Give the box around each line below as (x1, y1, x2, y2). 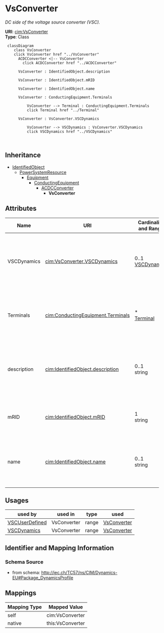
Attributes (5, 204, 37, 213)
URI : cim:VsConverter (5, 28, 48, 34)
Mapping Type (7, 604, 42, 610)
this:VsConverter (46, 620, 85, 627)
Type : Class (5, 34, 29, 40)
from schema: (12, 570, 41, 576)
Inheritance (5, 151, 41, 159)
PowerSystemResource (19, 169, 67, 175)
